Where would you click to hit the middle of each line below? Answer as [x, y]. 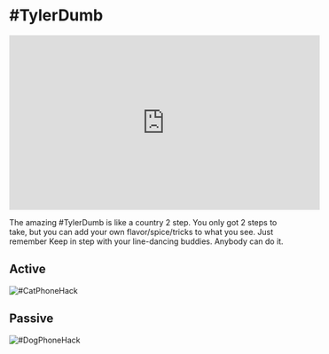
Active [27, 269]
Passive [31, 319]
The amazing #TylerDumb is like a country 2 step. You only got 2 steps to [143, 222]
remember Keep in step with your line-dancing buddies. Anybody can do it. [146, 241]
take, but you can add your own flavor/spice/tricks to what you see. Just [141, 232]
